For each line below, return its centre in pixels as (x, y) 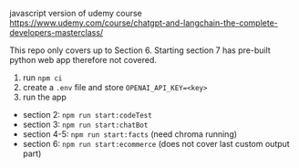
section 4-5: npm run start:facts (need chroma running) (130, 134)
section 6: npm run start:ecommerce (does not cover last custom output (156, 144)
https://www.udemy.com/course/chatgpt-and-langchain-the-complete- (144, 23)
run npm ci (42, 78)
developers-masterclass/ (57, 32)
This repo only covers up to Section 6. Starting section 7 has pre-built (140, 50)
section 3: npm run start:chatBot (85, 124)
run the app (44, 97)
